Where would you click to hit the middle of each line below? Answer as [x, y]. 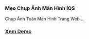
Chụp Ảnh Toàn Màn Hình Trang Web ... [45, 19]
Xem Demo [18, 32]
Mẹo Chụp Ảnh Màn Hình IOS [40, 8]
